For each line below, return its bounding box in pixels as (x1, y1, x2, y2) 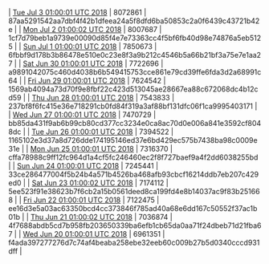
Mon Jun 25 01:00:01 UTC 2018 (30, 144, 134, 153)
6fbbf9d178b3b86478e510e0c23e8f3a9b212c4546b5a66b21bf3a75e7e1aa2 (8, 51, 262, 59)
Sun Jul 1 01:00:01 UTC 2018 (22, 42, 117, 51)
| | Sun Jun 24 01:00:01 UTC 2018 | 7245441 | (8, 161, 159, 170)
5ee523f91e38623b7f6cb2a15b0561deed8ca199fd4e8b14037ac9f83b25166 (8, 187, 260, 196)
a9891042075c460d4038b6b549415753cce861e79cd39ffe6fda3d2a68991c (8, 67, 262, 76)
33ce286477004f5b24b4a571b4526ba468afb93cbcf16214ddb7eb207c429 (8, 169, 259, 179)
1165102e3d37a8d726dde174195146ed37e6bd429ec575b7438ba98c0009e (8, 136, 259, 144)
